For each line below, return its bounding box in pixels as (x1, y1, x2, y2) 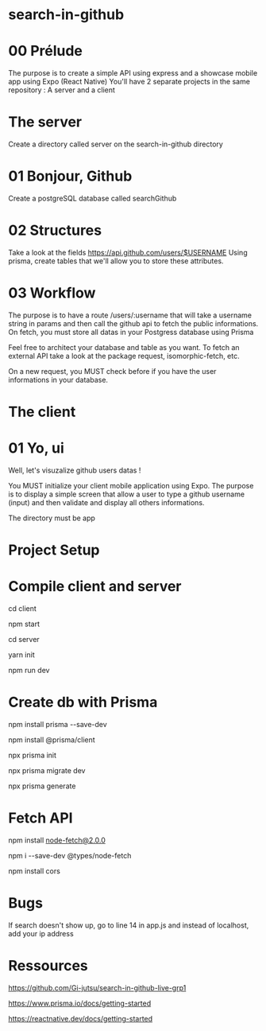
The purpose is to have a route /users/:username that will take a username (8, 310, 253, 320)
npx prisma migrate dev (8, 766, 86, 776)
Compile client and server (8, 578, 182, 596)
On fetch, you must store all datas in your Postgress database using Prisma (8, 327, 254, 337)
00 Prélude (8, 42, 83, 60)
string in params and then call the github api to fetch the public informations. (8, 318, 259, 328)
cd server (8, 635, 40, 644)
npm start (8, 619, 40, 629)
